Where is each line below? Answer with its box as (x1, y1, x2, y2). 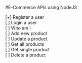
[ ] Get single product (5, 47, 50, 52)
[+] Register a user (5, 14, 45, 20)
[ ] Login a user (5, 20, 37, 25)
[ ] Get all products (5, 41, 45, 47)
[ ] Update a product (5, 36, 48, 42)
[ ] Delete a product (5, 52, 46, 58)
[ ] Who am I (5, 25, 31, 31)
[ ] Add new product (5, 30, 47, 36)
